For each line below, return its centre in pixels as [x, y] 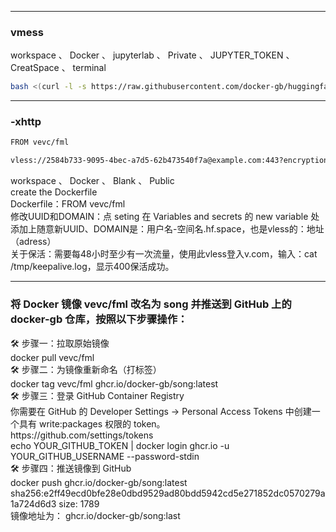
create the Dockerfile [54, 192]
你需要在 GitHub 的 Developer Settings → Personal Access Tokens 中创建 [161, 411]
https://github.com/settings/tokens [82, 435]
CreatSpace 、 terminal [58, 68]
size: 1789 [79, 503]
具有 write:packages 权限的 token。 [92, 423]
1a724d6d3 [33, 503]
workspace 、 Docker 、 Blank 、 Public [92, 181]
